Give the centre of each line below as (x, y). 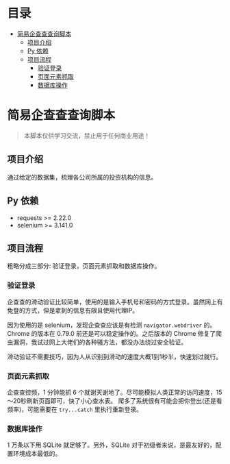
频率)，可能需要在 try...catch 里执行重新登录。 (75, 409)
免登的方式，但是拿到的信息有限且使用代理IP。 (73, 310)
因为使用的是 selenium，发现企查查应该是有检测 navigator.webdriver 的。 (112, 325)
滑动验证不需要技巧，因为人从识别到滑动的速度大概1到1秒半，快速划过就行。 (115, 356)
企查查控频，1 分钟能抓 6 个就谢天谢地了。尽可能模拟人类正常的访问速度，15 (115, 392)
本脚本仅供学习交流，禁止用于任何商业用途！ (87, 135)
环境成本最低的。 (37, 454)
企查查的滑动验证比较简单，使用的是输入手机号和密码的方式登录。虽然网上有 (115, 302)
